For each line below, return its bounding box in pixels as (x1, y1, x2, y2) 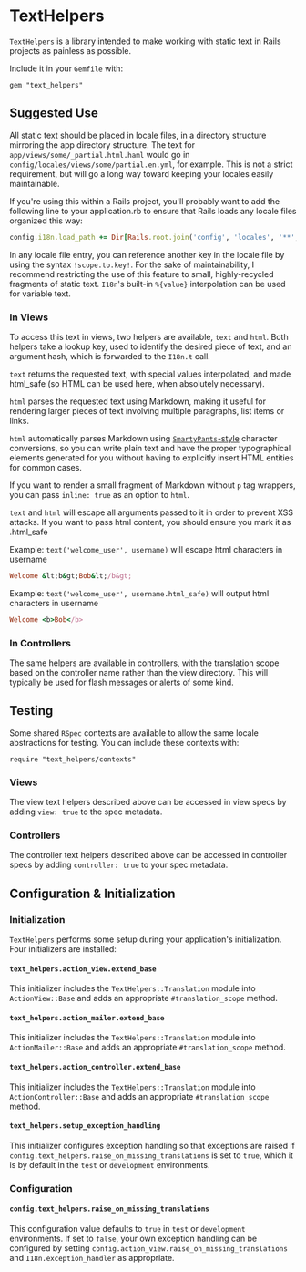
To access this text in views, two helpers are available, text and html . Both (9, 331, 289, 342)
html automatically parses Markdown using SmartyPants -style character (9, 432, 278, 443)
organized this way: (9, 215, 84, 226)
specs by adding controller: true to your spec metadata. (9, 859, 229, 871)
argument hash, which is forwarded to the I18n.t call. (9, 350, 211, 361)
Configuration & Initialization (9, 885, 176, 901)
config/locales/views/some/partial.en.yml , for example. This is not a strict (9, 159, 293, 170)
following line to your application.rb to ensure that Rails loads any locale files (9, 205, 297, 216)
